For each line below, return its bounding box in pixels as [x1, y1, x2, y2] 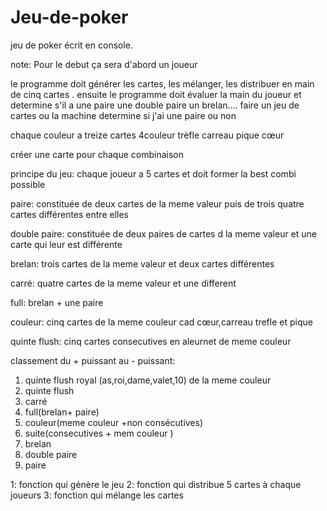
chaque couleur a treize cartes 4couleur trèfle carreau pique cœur [10, 129, 285, 141]
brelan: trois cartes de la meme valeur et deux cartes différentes [10, 257, 275, 270]
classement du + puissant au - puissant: [10, 354, 176, 366]
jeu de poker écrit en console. [10, 39, 134, 51]
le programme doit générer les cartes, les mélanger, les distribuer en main [10, 77, 315, 90]
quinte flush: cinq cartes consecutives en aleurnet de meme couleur [10, 335, 292, 347]
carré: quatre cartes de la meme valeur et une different [10, 277, 237, 289]
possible [10, 178, 46, 190]
